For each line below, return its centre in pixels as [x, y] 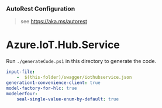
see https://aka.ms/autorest [54, 22]
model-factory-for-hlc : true [42, 88]
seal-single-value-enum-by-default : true [68, 99]
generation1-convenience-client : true [53, 83]
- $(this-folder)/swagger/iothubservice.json [74, 78]
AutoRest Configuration [41, 9]
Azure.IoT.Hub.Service [63, 45]
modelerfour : [22, 93]
